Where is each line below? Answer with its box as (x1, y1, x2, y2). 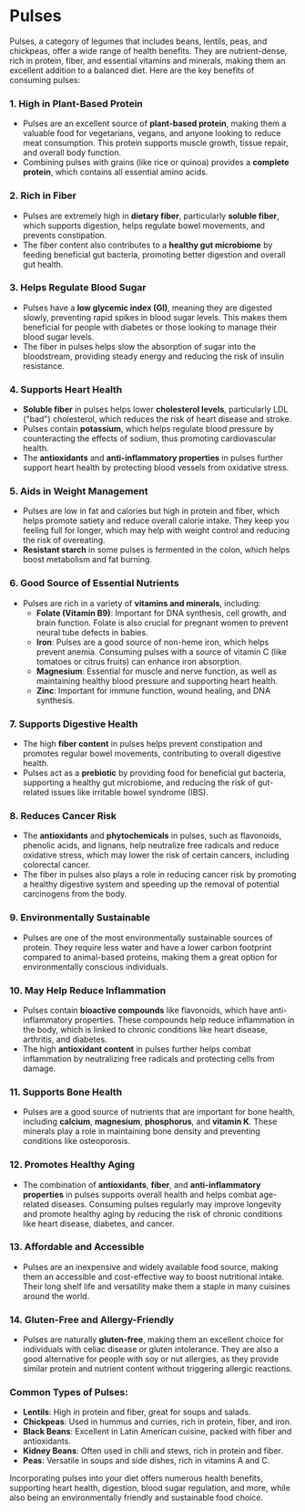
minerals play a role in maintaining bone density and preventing (22, 1126, 261, 1137)
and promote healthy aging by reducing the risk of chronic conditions (22, 1208, 283, 1219)
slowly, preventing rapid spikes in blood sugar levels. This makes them (22, 311, 288, 322)
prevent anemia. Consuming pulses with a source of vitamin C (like (36, 646, 287, 657)
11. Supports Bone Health (9, 1086, 123, 1098)
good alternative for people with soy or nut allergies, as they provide (22, 1353, 280, 1365)
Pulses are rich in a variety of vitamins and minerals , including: (22, 597, 261, 608)
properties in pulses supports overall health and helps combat (22, 1189, 258, 1200)
